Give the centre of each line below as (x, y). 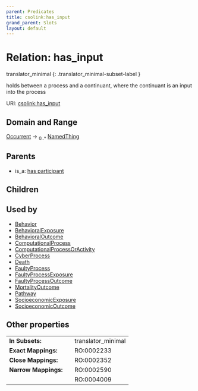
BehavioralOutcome (39, 237)
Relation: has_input (55, 58)
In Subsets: (25, 340)
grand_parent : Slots (32, 23)
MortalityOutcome (37, 287)
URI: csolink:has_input (33, 103)
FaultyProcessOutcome (43, 280)
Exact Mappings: (33, 350)
